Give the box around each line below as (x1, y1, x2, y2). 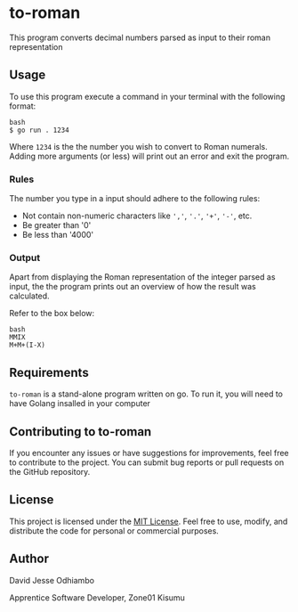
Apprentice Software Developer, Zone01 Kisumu (9, 592, 185, 603)
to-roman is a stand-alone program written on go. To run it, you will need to (9, 388, 283, 399)
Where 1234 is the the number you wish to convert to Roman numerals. (9, 141, 269, 151)
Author (9, 551, 49, 567)
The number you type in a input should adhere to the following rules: (9, 193, 261, 204)
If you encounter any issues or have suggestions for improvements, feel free (9, 447, 289, 458)
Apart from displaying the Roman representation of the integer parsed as (9, 272, 276, 282)
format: (9, 101, 36, 111)
